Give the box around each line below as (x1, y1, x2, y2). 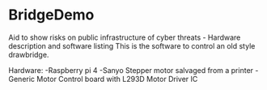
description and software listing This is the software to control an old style (8, 41, 256, 50)
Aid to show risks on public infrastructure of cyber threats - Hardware (8, 32, 241, 42)
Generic (8, 74, 35, 84)
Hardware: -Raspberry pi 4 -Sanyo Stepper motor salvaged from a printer (8, 65, 253, 75)
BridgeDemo (8, 6, 95, 24)
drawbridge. (8, 49, 49, 59)
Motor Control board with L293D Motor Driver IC (36, 74, 198, 84)
